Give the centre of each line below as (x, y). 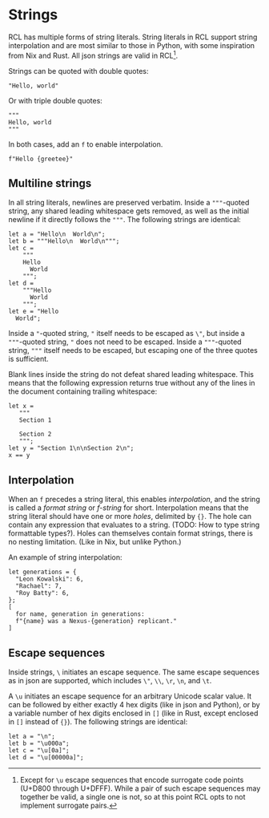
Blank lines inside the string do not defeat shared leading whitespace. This (131, 375)
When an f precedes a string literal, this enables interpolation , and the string (134, 500)
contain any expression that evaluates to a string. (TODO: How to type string (134, 525)
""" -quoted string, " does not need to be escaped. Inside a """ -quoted (125, 342)
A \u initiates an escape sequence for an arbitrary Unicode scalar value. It (130, 696)
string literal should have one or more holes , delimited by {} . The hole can (130, 516)
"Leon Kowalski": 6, (50, 579)
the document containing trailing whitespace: (83, 391)
